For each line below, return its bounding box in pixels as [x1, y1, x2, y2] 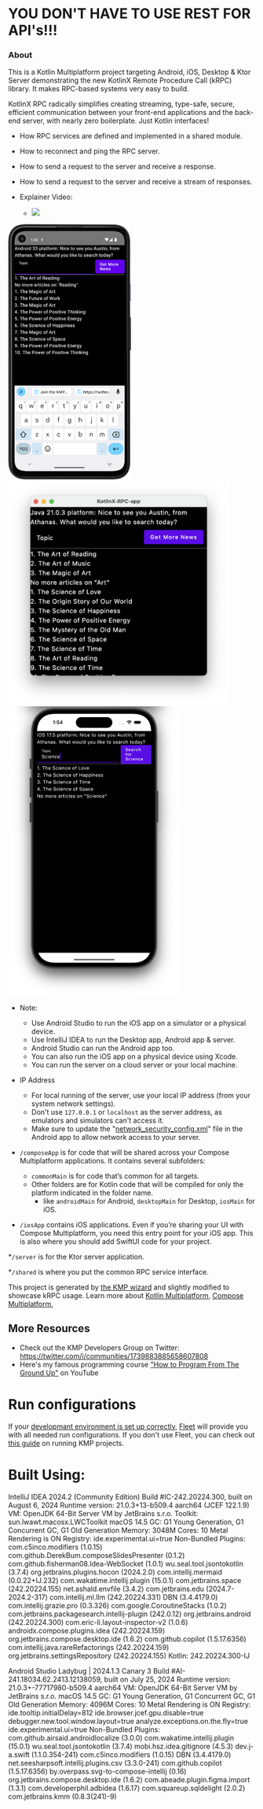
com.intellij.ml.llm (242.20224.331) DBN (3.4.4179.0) [49, 1592, 218, 1602]
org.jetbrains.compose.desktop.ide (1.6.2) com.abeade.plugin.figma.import [8, 1774, 250, 1784]
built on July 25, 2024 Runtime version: [104, 1674, 232, 1684]
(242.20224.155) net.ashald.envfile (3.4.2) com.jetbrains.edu [8, 1584, 205, 1593]
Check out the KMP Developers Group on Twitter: [19, 1343, 180, 1352]
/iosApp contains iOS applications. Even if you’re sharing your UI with [19, 1220, 244, 1230]
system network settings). [31, 1099, 116, 1108]
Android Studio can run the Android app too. [31, 1044, 175, 1053]
